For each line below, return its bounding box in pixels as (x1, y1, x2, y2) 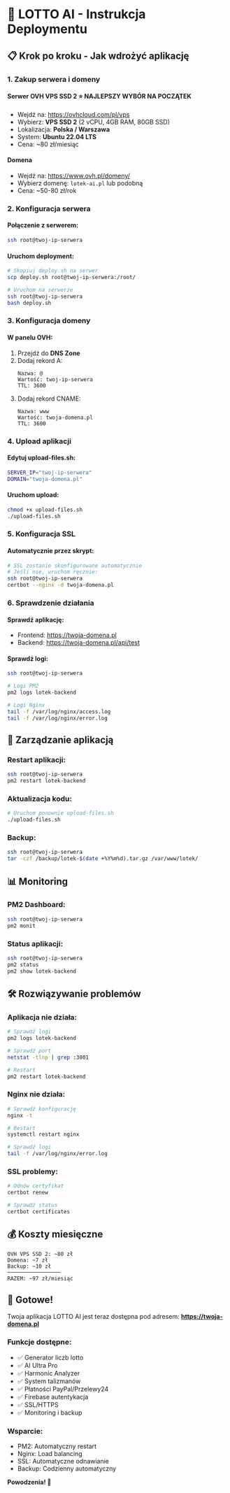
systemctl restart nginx (7, 1131, 80, 1138)
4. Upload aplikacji (7, 436, 72, 446)
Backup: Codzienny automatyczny (17, 1464, 117, 1473)
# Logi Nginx (7, 702, 45, 709)
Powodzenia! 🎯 (7, 1478, 52, 1487)
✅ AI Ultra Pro (17, 1361, 58, 1369)
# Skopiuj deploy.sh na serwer (7, 267, 99, 275)
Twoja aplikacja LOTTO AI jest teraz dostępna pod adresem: (7, 1313, 180, 1321)
